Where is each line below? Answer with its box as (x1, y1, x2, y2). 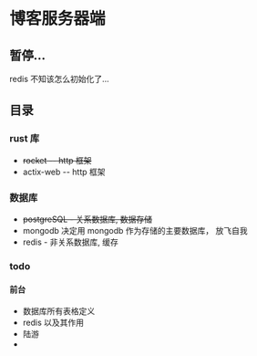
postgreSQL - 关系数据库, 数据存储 (22, 214, 153, 225)
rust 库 (9, 132, 40, 145)
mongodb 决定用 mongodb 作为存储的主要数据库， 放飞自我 (22, 225, 248, 236)
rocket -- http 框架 (22, 154, 93, 165)
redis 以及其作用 (22, 317, 85, 329)
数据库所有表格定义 (22, 306, 96, 317)
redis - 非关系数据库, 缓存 (22, 236, 118, 247)
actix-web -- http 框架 (22, 166, 107, 177)
